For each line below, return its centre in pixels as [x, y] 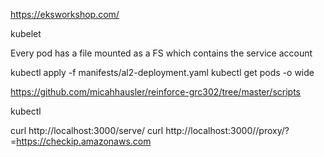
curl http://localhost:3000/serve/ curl [87, 130]
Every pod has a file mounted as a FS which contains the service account [161, 53]
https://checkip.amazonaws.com [84, 141]
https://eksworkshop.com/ [65, 14]
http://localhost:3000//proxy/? [227, 130]
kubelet [26, 33]
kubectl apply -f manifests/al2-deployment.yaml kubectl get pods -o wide [162, 72]
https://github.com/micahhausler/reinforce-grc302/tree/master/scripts [155, 92]
